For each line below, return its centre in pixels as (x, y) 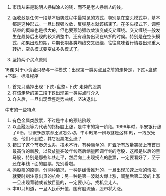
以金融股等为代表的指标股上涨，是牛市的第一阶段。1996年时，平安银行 (84, 126)
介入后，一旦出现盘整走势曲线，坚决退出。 (56, 99)
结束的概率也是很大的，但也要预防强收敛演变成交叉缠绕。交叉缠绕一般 (84, 30)
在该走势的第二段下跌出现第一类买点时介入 (56, 93)
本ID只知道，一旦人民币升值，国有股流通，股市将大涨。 (69, 188)
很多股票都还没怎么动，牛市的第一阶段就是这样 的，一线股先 (94, 132)
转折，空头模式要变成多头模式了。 (47, 49)
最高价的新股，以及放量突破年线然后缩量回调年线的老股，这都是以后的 (84, 151)
